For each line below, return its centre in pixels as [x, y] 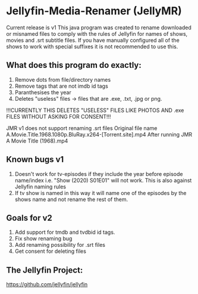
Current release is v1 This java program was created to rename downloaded [99, 27]
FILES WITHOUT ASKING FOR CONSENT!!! [59, 116]
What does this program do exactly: [74, 65]
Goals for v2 [29, 218]
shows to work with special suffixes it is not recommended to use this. [92, 47]
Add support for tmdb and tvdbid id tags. [65, 232]
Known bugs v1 [35, 160]
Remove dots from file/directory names [63, 79]
